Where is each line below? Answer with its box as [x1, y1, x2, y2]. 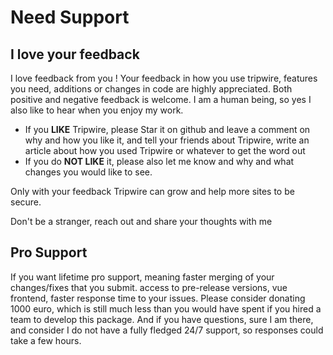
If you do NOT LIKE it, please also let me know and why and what [24, 156, 295, 167]
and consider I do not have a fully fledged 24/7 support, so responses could [10, 324, 324, 336]
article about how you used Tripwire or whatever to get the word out [24, 145, 306, 156]
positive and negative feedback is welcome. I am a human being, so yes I [10, 94, 312, 105]
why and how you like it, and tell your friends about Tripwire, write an [24, 134, 310, 146]
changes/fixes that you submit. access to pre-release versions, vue [10, 281, 288, 293]
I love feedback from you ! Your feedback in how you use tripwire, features [10, 72, 318, 84]
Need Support [10, 6, 130, 29]
